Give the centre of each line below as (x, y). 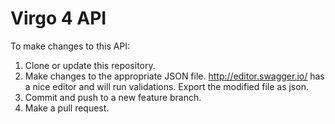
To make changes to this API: (70, 46)
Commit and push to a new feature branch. (113, 97)
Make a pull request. (67, 108)
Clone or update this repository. (90, 65)
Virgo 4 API (58, 18)
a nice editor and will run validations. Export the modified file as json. (166, 86)
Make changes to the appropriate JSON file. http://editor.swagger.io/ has (174, 76)
